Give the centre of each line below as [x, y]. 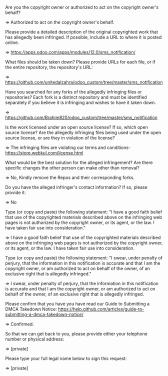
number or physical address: [34, 339]
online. [12, 42]
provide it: [15, 192]
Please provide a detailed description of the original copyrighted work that [82, 32]
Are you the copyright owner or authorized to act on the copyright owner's [82, 7]
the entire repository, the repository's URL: [49, 67]
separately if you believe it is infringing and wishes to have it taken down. [80, 102]
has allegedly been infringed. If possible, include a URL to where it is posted [83, 37]
